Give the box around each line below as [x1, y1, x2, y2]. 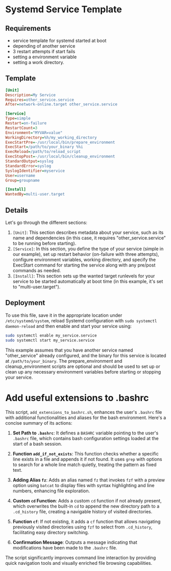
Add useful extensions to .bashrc [5, 392, 149, 404]
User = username [5, 173, 36, 178]
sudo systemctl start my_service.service [5, 338, 95, 343]
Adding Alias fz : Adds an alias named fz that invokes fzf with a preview [12, 477, 165, 483]
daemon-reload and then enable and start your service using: [5, 323, 132, 329]
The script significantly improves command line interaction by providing [5, 554, 156, 561]
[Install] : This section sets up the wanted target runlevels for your [12, 273, 155, 279]
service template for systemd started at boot [12, 37, 107, 43]
